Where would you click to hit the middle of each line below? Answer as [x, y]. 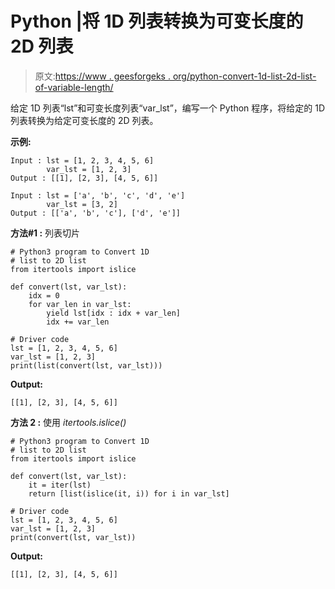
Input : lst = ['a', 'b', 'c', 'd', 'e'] [98, 195]
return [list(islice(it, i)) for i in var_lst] [129, 493]
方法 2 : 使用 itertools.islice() [68, 422]
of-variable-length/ [74, 87]
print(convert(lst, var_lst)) [73, 537]
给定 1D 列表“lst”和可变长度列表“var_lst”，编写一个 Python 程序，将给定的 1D [167, 108]
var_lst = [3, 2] [82, 204]
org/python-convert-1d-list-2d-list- [244, 76]
